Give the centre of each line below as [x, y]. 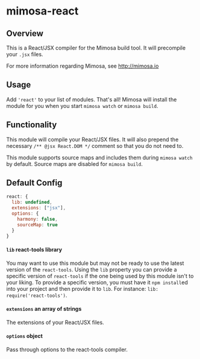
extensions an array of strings [44, 309]
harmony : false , [38, 219]
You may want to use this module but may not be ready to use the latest [95, 263]
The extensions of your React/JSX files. [55, 322]
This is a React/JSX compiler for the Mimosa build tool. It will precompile [96, 48]
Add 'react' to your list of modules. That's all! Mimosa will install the [92, 99]
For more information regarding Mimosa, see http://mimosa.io [83, 66]
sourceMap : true [38, 224]
